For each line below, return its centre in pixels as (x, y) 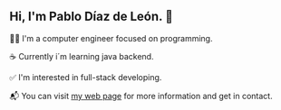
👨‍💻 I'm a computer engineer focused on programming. (111, 38)
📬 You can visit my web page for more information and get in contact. (141, 96)
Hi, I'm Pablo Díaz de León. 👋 (92, 17)
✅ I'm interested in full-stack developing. (86, 77)
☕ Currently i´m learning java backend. (82, 56)
